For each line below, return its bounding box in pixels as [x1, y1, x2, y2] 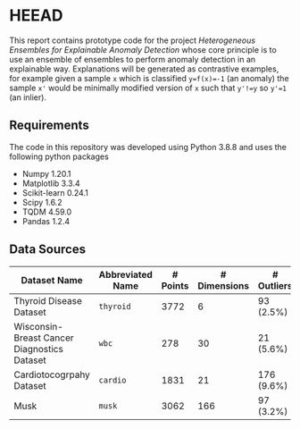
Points [161, 279, 189, 291]
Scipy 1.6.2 [21, 197, 62, 207]
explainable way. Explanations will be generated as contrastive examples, [9, 63, 279, 74]
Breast [13, 332, 42, 344]
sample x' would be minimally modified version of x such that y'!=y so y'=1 [9, 82, 287, 93]
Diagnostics [13, 342, 64, 355]
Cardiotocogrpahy [13, 368, 91, 381]
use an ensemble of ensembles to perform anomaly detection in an [9, 54, 256, 64]
